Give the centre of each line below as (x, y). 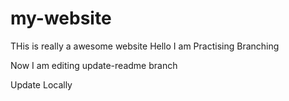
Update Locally (41, 84)
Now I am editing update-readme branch (94, 65)
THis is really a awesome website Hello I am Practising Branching (145, 46)
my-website (61, 18)
